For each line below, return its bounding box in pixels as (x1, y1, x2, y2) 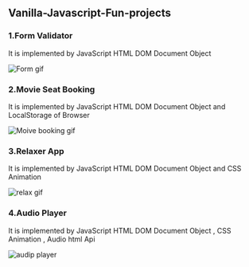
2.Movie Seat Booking (8, 84, 95, 95)
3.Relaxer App (8, 145, 65, 156)
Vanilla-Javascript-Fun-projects (8, 6, 171, 20)
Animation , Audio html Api (8, 234, 95, 244)
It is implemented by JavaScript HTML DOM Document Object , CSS (8, 226, 231, 235)
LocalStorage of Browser (8, 110, 90, 120)
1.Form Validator (8, 30, 73, 41)
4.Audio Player (8, 207, 68, 218)
